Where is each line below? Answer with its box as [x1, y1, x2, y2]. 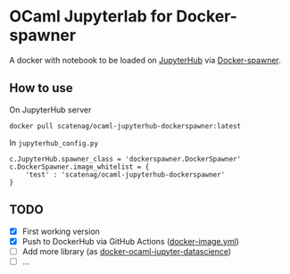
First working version [21, 226, 101, 237]
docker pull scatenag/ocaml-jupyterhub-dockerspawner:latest [9, 121, 242, 130]
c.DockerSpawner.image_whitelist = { [9, 162, 150, 171]
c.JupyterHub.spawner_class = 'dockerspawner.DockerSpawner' [9, 154, 242, 163]
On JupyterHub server [9, 104, 92, 115]
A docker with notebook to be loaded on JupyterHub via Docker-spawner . [9, 54, 281, 65]
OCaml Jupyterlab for [9, 6, 173, 27]
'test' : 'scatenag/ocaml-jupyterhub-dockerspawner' [25, 170, 226, 179]
